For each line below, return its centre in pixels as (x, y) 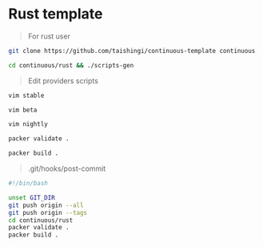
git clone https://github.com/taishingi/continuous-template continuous (132, 51)
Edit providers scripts (63, 80)
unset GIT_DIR (32, 197)
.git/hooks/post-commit (67, 168)
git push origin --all (46, 205)
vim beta (23, 110)
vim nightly (28, 124)
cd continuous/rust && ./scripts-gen (71, 65)
